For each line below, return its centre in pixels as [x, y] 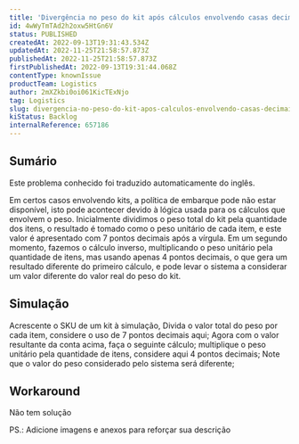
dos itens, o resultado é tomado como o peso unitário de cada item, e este [145, 228]
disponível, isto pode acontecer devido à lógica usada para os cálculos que [147, 210]
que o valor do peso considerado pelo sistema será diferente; [122, 363]
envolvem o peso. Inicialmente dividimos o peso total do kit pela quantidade [148, 218]
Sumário [33, 161]
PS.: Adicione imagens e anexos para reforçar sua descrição [120, 430]
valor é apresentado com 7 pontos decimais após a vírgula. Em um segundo [148, 238]
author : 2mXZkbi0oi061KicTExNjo [69, 92]
